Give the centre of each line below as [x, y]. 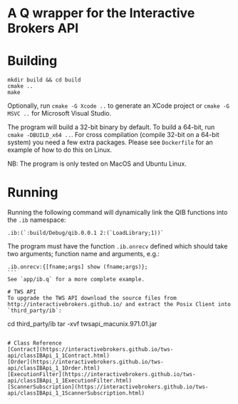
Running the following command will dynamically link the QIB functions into [118, 213]
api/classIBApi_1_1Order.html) [54, 368]
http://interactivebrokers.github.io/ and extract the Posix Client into [119, 305]
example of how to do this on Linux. [60, 150]
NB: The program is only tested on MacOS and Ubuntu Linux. [97, 164]
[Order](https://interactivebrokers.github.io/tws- [86, 362]
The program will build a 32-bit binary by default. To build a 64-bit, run [111, 127]
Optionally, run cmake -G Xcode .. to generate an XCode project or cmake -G [119, 106]
